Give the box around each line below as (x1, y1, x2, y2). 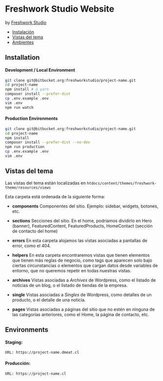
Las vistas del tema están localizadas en (5, 180, 86, 186)
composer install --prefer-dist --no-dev (5, 140, 91, 145)
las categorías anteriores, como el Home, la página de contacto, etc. (12, 311, 149, 317)
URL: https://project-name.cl (5, 371, 67, 376)
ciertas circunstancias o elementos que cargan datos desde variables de (12, 262, 158, 268)
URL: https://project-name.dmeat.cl (5, 350, 79, 355)
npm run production (5, 145, 45, 150)
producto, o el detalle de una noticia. (12, 297, 86, 303)
